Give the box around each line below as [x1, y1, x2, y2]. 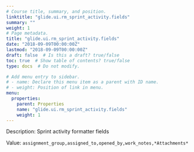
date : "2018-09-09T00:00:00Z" [6, 42, 81, 48]
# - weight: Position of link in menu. [6, 85, 104, 91]
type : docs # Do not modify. [6, 63, 81, 69]
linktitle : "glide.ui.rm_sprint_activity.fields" [6, 14, 131, 20]
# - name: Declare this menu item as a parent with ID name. [6, 79, 159, 85]
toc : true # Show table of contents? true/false [6, 58, 131, 63]
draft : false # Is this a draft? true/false [6, 52, 119, 58]
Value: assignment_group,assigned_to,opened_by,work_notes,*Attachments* [6, 139, 189, 147]
